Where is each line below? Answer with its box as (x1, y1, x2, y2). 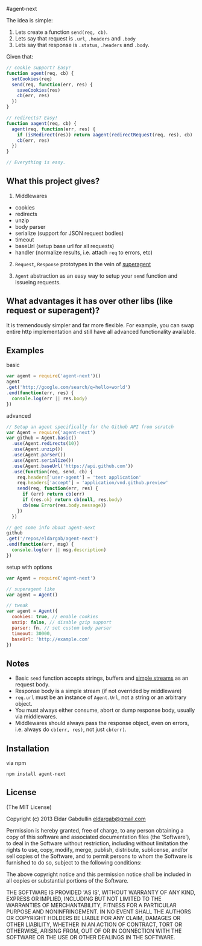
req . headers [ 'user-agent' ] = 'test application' (17, 474, 142, 481)
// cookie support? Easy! (6, 65, 71, 71)
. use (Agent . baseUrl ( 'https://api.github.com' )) (11, 463, 134, 469)
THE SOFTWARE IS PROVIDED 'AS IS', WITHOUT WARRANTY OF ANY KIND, (6, 889, 196, 896)
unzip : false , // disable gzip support (11, 619, 112, 625)
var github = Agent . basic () (6, 435, 77, 441)
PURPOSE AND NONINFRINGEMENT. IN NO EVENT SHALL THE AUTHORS (6, 908, 192, 915)
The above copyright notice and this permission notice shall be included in (6, 871, 191, 878)
